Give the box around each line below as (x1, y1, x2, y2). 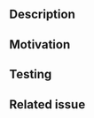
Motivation (9, 37, 71, 52)
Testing (9, 67, 52, 82)
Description (9, 7, 75, 22)
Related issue (9, 97, 86, 112)
